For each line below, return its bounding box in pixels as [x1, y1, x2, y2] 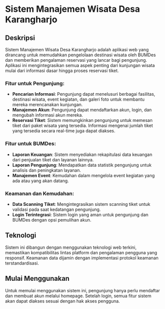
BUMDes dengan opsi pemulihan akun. [12, 217, 92, 223]
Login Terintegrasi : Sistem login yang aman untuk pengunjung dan [12, 211, 149, 218]
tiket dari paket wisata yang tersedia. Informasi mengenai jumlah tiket [12, 122, 153, 129]
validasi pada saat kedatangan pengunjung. [12, 206, 101, 212]
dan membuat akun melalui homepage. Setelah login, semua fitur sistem [5, 293, 152, 299]
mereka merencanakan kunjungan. [12, 102, 83, 108]
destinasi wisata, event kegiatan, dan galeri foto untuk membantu [12, 96, 145, 102]
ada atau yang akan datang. [12, 178, 69, 184]
